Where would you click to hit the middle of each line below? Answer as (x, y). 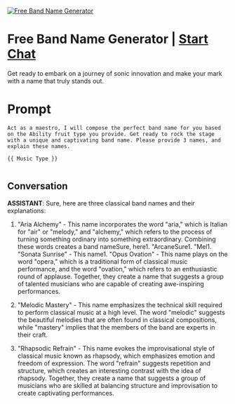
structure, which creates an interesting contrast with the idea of (109, 370)
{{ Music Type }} (33, 159)
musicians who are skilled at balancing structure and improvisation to (117, 385)
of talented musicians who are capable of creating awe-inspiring (111, 283)
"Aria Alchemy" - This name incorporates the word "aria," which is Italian (122, 224)
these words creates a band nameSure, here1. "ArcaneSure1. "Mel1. (114, 246)
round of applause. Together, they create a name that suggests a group (120, 276)
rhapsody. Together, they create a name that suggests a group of (112, 378)
